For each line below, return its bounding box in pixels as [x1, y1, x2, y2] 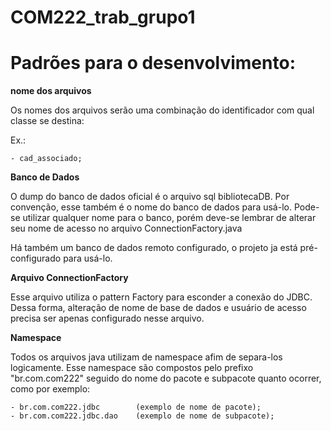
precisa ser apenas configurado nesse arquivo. [10, 312, 205, 325]
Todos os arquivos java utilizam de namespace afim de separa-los [10, 351, 283, 363]
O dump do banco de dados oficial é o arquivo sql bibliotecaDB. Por [10, 191, 290, 203]
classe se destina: [10, 115, 85, 127]
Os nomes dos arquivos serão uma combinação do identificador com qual [10, 104, 315, 116]
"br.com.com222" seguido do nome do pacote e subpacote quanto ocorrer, [10, 372, 322, 385]
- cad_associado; [10, 154, 83, 164]
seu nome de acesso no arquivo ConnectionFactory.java [10, 222, 243, 235]
